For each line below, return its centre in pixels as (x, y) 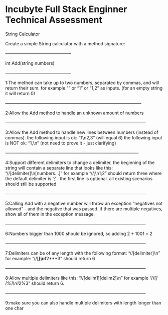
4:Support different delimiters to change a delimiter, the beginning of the (80, 163)
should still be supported (31, 184)
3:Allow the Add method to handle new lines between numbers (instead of (82, 132)
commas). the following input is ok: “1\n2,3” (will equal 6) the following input (84, 137)
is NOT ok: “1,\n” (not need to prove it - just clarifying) (61, 143)
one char (15, 308)
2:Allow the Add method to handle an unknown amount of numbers (74, 113)
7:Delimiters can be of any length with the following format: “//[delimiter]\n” (83, 253)
